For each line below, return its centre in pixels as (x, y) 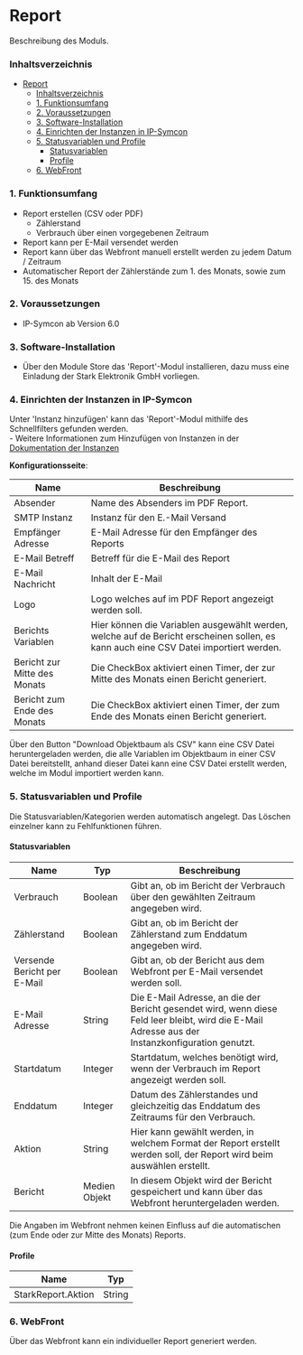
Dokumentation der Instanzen (64, 448)
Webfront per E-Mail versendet (197, 971)
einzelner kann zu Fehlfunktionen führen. (86, 826)
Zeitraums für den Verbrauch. (193, 1117)
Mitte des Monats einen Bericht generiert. (179, 679)
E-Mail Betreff (44, 558)
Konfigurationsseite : (49, 465)
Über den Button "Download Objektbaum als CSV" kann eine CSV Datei (142, 744)
